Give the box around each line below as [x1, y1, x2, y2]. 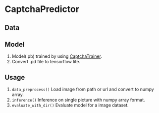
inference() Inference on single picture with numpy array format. [11, 97, 145, 103]
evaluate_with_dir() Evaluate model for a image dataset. [11, 102, 129, 108]
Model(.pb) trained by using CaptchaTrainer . [11, 53, 103, 59]
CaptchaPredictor [4, 3, 80, 15]
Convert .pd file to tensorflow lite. [11, 59, 80, 65]
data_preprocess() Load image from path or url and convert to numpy [11, 86, 154, 93]
